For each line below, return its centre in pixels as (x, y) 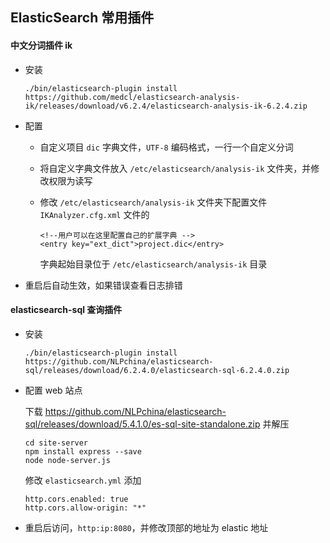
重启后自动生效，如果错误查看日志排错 (103, 285)
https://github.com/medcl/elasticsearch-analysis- (132, 97)
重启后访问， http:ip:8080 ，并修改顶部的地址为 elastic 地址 (146, 527)
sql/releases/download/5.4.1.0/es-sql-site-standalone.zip (142, 424)
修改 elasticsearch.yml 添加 (83, 480)
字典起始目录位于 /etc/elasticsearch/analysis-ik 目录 (153, 264)
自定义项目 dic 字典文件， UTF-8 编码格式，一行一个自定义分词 (166, 147)
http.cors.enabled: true (76, 499)
